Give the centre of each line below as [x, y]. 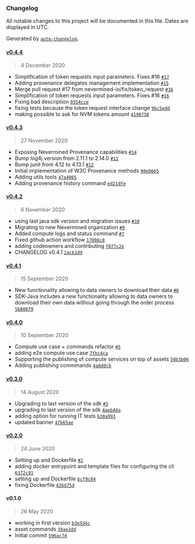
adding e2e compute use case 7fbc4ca [61, 353]
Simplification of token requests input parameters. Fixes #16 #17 [92, 76]
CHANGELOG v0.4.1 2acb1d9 [48, 252]
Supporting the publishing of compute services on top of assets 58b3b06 [102, 359]
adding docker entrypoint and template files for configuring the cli [94, 466]
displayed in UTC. [28, 27]
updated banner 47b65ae [44, 422]
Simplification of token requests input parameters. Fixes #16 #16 [92, 95]
